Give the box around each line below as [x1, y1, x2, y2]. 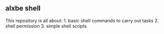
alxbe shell [5, 4, 41, 13]
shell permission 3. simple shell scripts [5, 23, 87, 29]
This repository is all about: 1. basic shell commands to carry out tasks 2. [5, 17, 159, 23]
